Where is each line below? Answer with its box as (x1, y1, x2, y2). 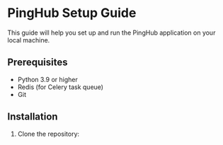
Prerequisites (7, 57, 68, 69)
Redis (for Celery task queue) (17, 83, 104, 91)
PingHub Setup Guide (7, 5, 137, 21)
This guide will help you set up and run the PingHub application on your (7, 28, 216, 37)
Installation (7, 111, 58, 123)
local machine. (7, 35, 50, 44)
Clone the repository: (17, 129, 80, 138)
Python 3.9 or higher (17, 75, 78, 83)
